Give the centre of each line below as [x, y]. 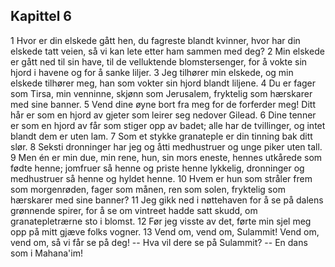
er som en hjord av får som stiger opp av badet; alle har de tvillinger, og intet [168, 125]
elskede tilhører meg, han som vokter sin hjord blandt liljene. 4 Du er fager [163, 83]
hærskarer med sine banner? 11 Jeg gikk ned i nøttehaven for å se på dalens [167, 200]
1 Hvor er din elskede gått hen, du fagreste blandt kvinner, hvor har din [155, 40]
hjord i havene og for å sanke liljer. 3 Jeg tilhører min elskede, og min [152, 72]
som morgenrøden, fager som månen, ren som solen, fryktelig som [148, 189]
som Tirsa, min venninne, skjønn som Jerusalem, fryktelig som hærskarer [161, 93]
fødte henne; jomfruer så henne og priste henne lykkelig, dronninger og [157, 168]
